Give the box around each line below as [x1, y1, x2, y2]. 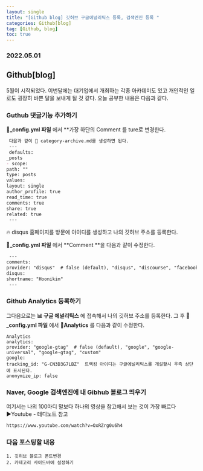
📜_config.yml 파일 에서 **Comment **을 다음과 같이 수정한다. [6, 242, 155, 249]
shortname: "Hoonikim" [6, 276, 63, 282]
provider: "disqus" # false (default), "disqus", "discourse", [6, 265, 172, 271]
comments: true [6, 200, 45, 206]
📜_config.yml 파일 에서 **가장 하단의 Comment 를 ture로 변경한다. [6, 126, 166, 133]
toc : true [6, 31, 31, 38]
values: [6, 177, 26, 183]
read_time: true [6, 194, 47, 200]
